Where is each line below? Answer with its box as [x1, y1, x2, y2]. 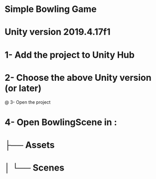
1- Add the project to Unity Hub [4, 49, 135, 60]
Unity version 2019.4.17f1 [4, 26, 111, 38]
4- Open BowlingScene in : [4, 116, 117, 128]
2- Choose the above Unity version [4, 72, 152, 83]
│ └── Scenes [4, 162, 65, 174]
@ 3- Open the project [4, 99, 51, 105]
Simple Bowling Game [4, 3, 97, 15]
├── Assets [4, 139, 55, 151]
